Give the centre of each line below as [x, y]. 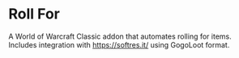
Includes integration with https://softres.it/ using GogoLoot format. [119, 44]
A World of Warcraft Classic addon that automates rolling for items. [120, 36]
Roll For [34, 14]
